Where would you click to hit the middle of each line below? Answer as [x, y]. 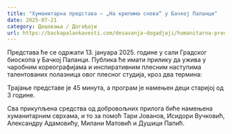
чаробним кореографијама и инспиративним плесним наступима [104, 67]
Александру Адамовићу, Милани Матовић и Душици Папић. [96, 123]
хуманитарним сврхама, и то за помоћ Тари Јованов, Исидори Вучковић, [116, 116]
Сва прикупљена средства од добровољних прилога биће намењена [110, 108]
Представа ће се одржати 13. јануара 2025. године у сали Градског [107, 52]
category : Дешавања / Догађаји [52, 26]
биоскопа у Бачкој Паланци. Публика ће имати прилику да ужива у [107, 60]
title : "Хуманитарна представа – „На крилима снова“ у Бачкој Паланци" [112, 13]
